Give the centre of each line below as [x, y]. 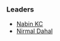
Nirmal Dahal [34, 31]
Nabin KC [30, 24]
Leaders [20, 9]
